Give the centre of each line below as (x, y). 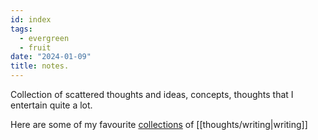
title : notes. (40, 66)
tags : (21, 29)
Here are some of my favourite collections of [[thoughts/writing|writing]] (159, 124)
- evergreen (44, 38)
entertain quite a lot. (51, 105)
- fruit (35, 47)
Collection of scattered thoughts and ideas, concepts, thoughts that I (152, 94)
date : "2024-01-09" (51, 57)
